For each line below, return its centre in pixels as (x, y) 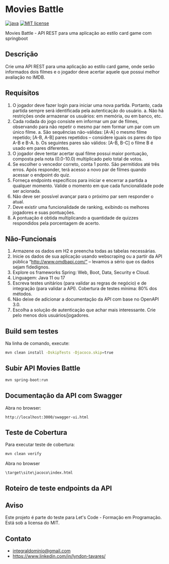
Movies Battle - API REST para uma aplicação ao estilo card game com (78, 33)
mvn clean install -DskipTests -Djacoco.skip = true (59, 353)
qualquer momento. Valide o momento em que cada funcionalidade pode (88, 186)
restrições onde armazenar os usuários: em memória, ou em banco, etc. (87, 116)
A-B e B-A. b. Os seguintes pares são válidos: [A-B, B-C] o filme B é (83, 143)
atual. (18, 202)
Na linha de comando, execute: (37, 344)
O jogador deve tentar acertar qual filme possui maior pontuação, (80, 153)
